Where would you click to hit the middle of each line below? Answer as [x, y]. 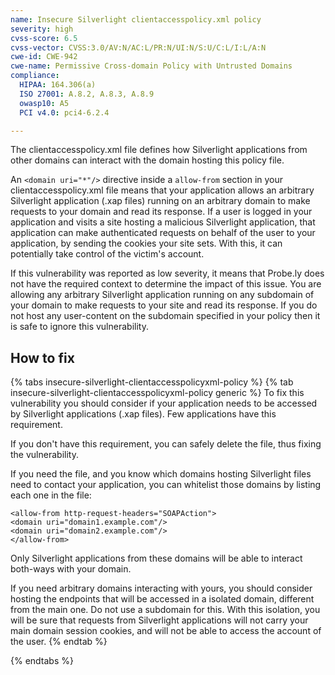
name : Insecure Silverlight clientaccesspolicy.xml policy [136, 19]
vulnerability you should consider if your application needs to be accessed [164, 403]
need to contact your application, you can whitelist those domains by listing [166, 485]
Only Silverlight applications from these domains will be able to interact [156, 558]
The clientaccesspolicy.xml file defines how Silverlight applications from [159, 150]
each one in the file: [51, 495]
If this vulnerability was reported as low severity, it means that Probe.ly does [167, 273]
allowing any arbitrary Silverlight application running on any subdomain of [162, 295]
